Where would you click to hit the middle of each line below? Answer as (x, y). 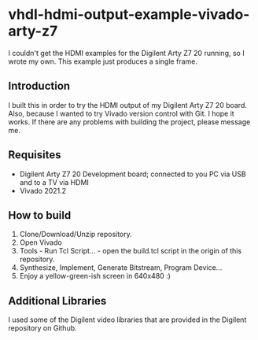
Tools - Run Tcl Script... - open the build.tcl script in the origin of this (131, 251)
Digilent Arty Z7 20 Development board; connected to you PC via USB (133, 174)
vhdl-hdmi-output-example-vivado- (129, 15)
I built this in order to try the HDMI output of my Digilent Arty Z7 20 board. (128, 105)
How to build (40, 215)
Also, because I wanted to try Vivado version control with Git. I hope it (121, 113)
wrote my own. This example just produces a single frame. (103, 61)
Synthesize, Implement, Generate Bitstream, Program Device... (121, 268)
